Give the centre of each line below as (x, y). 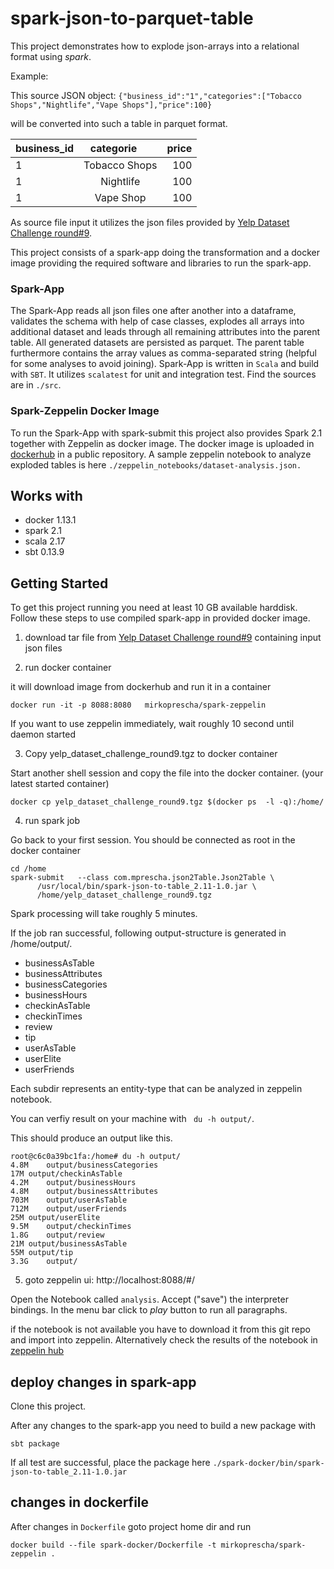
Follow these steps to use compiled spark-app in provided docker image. (160, 618)
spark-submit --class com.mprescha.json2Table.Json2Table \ (142, 878)
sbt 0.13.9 (44, 552)
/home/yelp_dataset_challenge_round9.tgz (124, 895)
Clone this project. (48, 1406)
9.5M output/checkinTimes (71, 1227)
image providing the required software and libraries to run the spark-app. (161, 263)
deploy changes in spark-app (103, 1382)
